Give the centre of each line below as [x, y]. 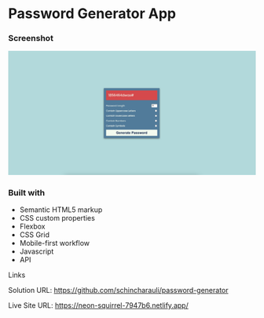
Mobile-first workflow [55, 243]
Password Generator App [92, 14]
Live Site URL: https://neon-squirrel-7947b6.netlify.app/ [98, 305]
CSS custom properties [57, 218]
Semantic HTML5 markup [61, 210]
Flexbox [32, 227]
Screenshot [31, 38]
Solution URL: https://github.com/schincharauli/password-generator [119, 291]
